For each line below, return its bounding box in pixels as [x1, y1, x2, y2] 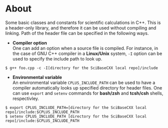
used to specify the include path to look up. [12, 55, 103, 61]
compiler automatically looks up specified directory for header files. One [12, 84, 162, 90]
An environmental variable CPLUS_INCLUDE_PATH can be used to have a [12, 79, 155, 85]
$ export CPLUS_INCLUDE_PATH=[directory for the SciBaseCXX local [5, 105, 147, 110]
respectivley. [12, 95, 39, 101]
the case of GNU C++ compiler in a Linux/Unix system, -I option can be [12, 50, 162, 56]
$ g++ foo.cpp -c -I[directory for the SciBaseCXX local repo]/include [5, 65, 158, 70]
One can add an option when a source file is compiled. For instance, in [12, 45, 158, 51]
